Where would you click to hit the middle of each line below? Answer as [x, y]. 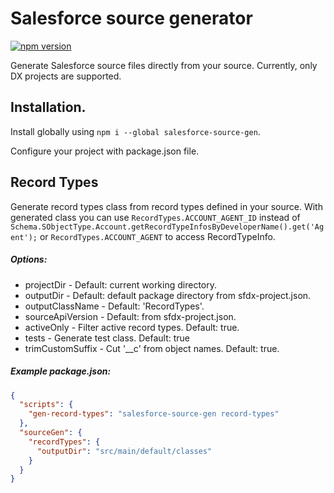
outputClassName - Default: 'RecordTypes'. [114, 306]
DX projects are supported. [66, 76]
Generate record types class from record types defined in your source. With [166, 206]
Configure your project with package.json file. [105, 151]
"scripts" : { [46, 405]
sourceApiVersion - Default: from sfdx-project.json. [130, 316]
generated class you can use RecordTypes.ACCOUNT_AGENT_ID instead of [155, 217]
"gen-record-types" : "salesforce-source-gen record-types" [154, 414]
